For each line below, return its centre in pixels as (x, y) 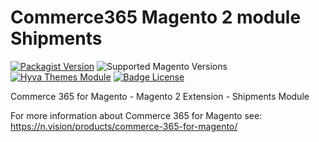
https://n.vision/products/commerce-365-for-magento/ (124, 126)
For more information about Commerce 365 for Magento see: (136, 115)
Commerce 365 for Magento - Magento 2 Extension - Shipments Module (160, 96)
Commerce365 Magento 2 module (156, 17)
